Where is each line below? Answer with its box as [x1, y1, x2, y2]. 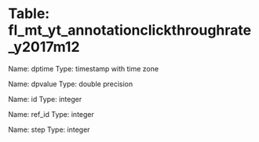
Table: [8, 5, 50, 23]
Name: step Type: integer [8, 125, 90, 134]
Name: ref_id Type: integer [8, 109, 94, 118]
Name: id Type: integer [8, 94, 82, 104]
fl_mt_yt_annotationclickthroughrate [8, 21, 252, 39]
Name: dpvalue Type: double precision [8, 79, 133, 89]
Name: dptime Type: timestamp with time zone [8, 64, 159, 73]
